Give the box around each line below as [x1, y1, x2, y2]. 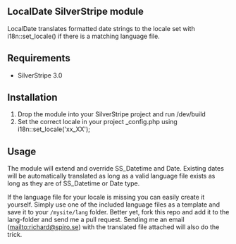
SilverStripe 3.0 [17, 71, 63, 80]
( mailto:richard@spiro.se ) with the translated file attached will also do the [7, 223, 220, 231]
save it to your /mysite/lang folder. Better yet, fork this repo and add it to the [7, 208, 230, 216]
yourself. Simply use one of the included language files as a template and [7, 200, 221, 209]
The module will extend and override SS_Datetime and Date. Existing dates [7, 164, 224, 173]
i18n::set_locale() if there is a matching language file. [7, 32, 160, 40]
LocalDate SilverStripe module [7, 6, 144, 18]
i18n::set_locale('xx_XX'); [17, 125, 90, 133]
